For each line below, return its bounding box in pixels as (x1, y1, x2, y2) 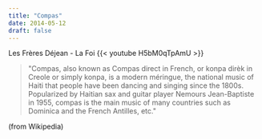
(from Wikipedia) (8, 121, 64, 132)
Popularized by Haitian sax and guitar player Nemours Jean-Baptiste (27, 89, 255, 99)
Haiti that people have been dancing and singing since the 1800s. (27, 81, 244, 90)
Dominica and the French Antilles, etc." (27, 106, 156, 116)
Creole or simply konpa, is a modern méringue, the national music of (27, 73, 255, 82)
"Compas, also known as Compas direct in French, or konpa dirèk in (27, 64, 253, 73)
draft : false (8, 26, 52, 34)
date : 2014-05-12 (8, 19, 67, 27)
